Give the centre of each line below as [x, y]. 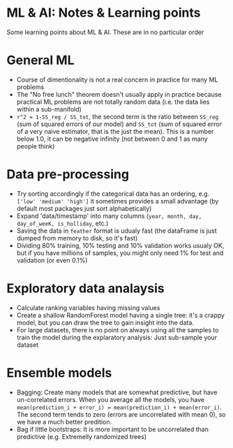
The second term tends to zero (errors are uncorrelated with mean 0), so [121, 414]
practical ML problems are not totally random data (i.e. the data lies [113, 102]
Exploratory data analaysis [85, 288]
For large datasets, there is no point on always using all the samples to [118, 330]
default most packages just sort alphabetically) [84, 208]
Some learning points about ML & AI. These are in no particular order [105, 32]
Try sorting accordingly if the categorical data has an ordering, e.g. [113, 194]
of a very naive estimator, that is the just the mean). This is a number [115, 131]
